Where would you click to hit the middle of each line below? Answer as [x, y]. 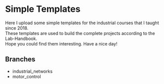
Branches [20, 60]
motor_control [27, 76]
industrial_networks [32, 71]
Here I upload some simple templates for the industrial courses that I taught [82, 23]
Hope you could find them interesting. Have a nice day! [61, 43]
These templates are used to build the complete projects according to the [80, 33]
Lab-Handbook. [21, 39]
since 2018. [17, 28]
